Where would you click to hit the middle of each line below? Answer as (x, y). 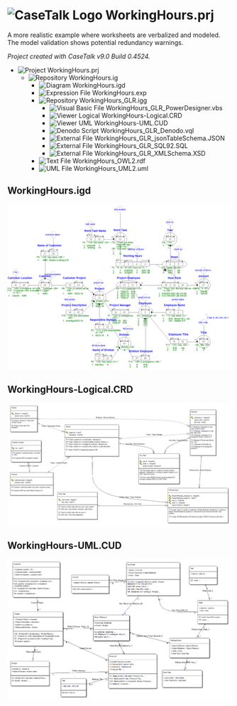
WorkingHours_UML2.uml (111, 168)
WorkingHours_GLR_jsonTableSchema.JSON (160, 138)
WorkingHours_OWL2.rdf (109, 161)
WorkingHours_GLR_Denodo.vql (147, 130)
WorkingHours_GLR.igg (113, 100)
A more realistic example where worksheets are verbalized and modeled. (114, 35)
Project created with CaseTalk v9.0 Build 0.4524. (79, 56)
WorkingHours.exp (119, 93)
